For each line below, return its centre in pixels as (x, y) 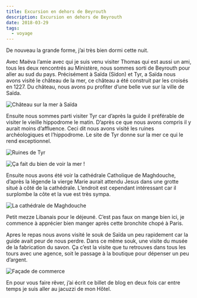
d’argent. (17, 260)
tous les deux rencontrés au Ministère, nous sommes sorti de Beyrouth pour (98, 68)
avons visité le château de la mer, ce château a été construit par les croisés (97, 81)
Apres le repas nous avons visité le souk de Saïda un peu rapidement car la (97, 235)
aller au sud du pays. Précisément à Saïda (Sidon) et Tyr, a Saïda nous (91, 74)
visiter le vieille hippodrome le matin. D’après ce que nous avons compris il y (98, 122)
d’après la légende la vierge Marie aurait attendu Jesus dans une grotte (92, 182)
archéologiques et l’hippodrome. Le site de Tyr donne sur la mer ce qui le (95, 135)
